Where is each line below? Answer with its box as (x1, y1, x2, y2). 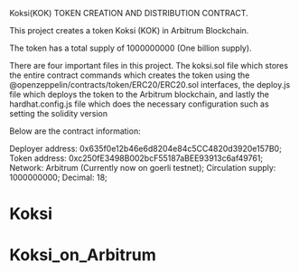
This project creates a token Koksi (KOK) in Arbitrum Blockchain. (9, 25, 249, 35)
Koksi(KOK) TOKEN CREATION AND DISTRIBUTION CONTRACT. (9, 8, 248, 18)
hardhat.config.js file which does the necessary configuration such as (9, 98, 269, 109)
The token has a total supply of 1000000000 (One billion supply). (9, 42, 252, 53)
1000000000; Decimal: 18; (9, 172, 108, 183)
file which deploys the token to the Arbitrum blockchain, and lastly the (9, 89, 269, 99)
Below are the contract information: (9, 126, 142, 136)
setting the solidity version (9, 108, 108, 118)
